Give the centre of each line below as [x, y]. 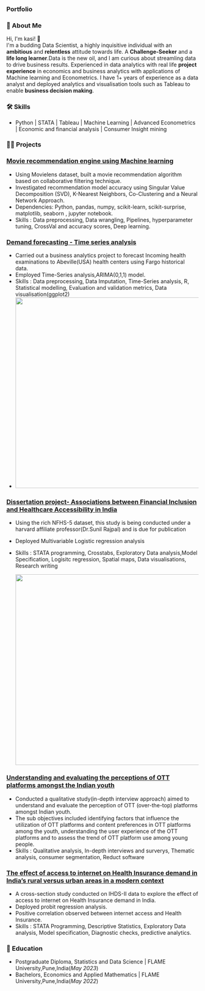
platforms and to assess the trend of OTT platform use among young [101, 837]
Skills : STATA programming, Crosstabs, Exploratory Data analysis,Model [106, 553]
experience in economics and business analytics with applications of [93, 71]
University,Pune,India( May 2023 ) [57, 968]
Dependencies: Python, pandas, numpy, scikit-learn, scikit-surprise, [101, 207]
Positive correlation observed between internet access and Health [98, 913]
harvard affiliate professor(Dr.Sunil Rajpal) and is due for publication [100, 529]
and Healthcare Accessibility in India [62, 510]
